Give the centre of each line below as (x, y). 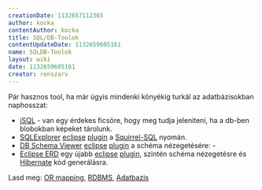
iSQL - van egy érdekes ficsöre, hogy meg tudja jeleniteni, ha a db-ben (134, 120)
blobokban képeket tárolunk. (66, 129)
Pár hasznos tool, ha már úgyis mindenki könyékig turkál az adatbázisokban (131, 96)
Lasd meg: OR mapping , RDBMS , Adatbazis (79, 177)
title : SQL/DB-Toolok (44, 37)
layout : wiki (30, 60)
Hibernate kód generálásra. (64, 162)
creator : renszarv (38, 74)
